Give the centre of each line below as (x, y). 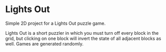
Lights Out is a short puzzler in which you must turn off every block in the (82, 33)
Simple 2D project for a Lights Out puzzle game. (55, 23)
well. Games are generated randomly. (44, 43)
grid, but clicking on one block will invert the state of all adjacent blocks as (83, 38)
